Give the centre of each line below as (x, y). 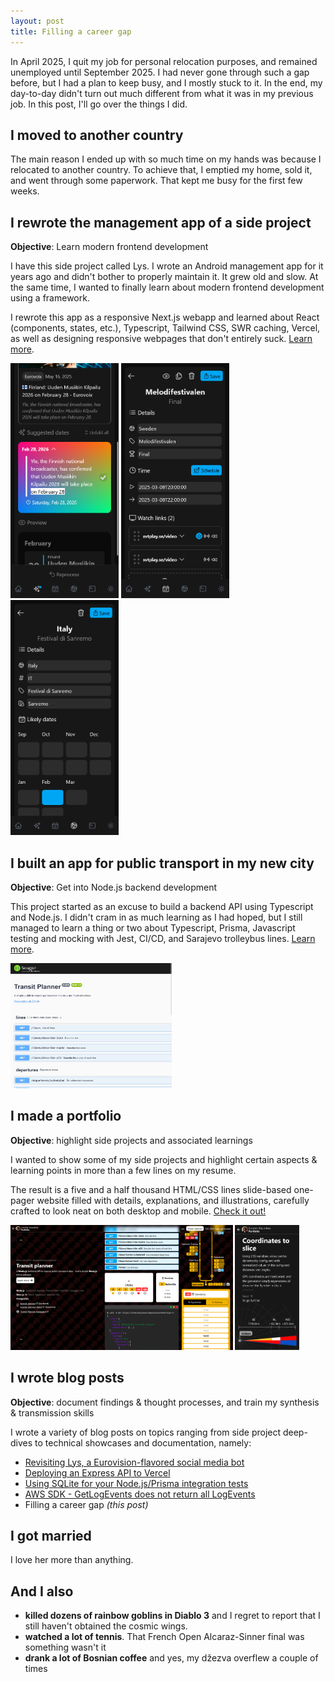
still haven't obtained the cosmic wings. (106, 1626)
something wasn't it (65, 1647)
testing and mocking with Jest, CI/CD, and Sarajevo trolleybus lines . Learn (163, 938)
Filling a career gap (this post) (86, 1504)
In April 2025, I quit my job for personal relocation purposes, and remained (164, 61)
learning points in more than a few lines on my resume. (123, 1170)
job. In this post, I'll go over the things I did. (99, 104)
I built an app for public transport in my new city (162, 863)
